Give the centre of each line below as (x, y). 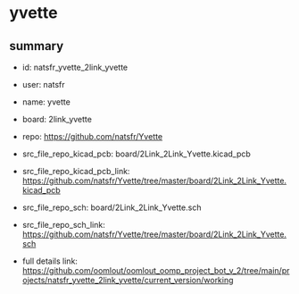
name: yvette (46, 102)
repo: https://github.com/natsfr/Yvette (92, 136)
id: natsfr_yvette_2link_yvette (75, 67)
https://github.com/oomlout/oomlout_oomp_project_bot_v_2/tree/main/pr (156, 270)
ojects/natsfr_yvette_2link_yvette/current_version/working (128, 280)
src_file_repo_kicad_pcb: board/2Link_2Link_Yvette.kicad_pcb (137, 154)
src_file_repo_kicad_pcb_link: (76, 171)
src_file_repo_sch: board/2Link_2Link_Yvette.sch (112, 207)
